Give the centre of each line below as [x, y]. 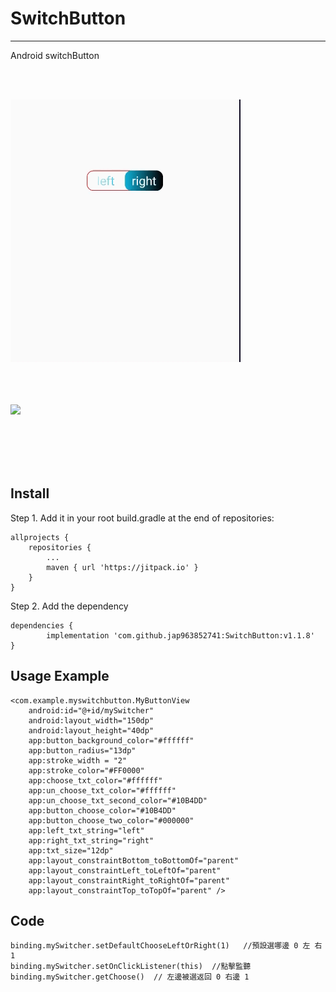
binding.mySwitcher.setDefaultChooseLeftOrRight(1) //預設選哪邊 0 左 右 [166, 946]
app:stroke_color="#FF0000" [86, 770]
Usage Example [60, 676]
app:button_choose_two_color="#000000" [111, 820]
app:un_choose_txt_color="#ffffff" [102, 790]
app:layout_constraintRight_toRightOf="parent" [129, 880]
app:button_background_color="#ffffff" [111, 740]
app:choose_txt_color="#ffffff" [95, 780]
